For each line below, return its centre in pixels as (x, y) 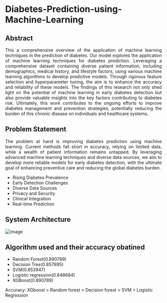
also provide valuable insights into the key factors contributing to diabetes (83, 98)
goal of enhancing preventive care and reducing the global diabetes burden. (83, 167)
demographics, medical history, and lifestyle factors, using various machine (83, 71)
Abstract (19, 38)
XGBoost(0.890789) (33, 281)
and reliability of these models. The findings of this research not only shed (83, 87)
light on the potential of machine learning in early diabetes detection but (83, 92)
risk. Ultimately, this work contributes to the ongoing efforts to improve (83, 103)
